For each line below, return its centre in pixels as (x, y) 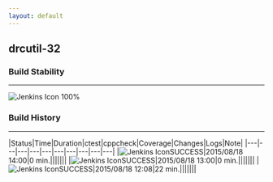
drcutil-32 (35, 49)
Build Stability (37, 71)
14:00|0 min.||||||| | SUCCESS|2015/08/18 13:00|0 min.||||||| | (134, 160)
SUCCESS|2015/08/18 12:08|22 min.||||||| (128, 169)
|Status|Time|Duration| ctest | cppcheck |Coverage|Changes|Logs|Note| (126, 143)
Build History (35, 118)
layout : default (36, 16)
